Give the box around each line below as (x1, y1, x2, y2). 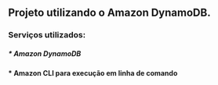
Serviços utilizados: (8, 30, 86, 41)
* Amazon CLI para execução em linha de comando (8, 69, 178, 78)
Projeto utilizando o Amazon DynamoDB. (8, 6, 211, 19)
